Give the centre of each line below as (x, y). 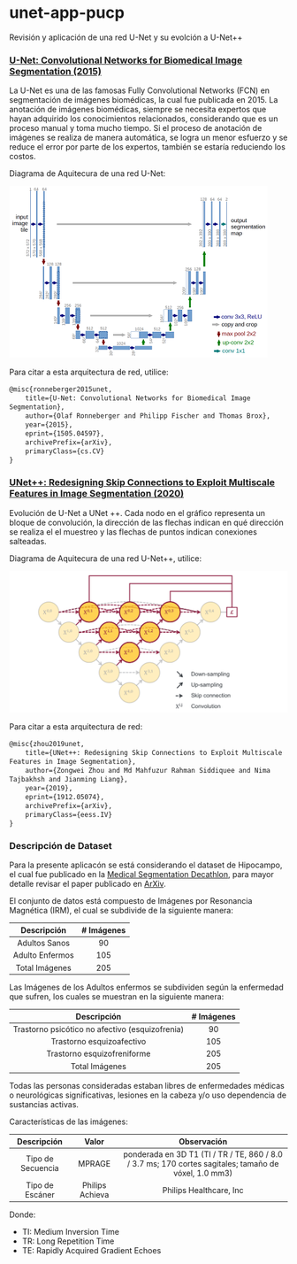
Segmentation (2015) (55, 71)
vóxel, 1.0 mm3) (203, 1173)
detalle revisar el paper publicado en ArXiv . (88, 884)
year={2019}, (49, 788)
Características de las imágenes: (69, 1121)
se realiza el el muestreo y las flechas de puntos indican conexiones (133, 532)
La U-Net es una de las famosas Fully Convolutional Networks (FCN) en (140, 90)
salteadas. (28, 541)
